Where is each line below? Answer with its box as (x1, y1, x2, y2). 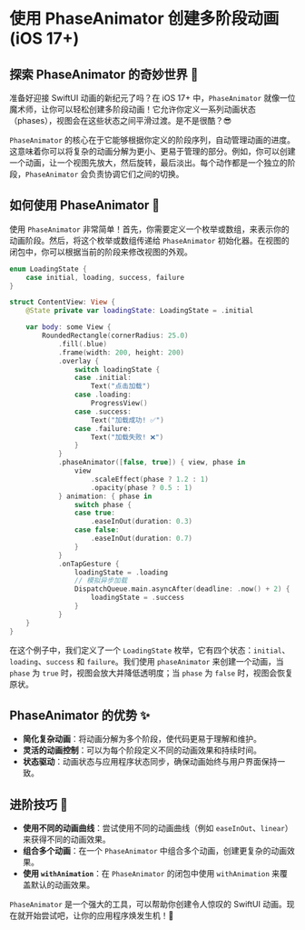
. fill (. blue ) (57, 339, 107, 348)
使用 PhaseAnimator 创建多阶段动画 (9, 8, 280, 29)
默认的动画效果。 (30, 879, 95, 891)
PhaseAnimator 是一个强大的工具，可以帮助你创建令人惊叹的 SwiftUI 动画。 (9, 899, 288, 910)
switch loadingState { (74, 365, 161, 374)
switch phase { (74, 500, 132, 509)
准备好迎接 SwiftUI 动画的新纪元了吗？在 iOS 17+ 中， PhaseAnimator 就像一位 (9, 93, 296, 103)
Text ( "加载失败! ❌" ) (90, 433, 164, 442)
